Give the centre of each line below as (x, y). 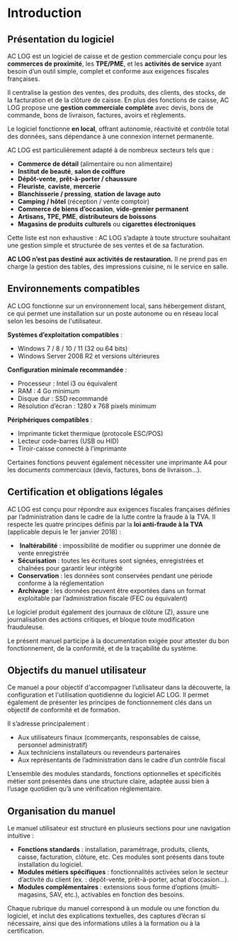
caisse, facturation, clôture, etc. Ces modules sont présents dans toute (121, 857)
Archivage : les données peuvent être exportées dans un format (112, 590)
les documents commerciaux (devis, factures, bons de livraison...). (104, 470)
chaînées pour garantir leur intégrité (70, 568)
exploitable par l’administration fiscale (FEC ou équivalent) (102, 598)
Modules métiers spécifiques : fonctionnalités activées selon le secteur (123, 872)
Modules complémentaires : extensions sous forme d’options (108, 887)
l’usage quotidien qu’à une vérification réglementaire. (85, 789)
